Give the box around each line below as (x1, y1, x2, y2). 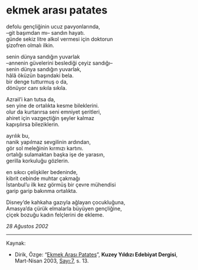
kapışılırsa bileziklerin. (6, 121, 60, 128)
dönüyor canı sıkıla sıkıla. (6, 84, 67, 91)
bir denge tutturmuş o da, (6, 78, 68, 85)
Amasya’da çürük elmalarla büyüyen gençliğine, (6, 205, 122, 212)
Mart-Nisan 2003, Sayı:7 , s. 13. (14, 257, 89, 264)
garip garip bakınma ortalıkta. (6, 187, 78, 194)
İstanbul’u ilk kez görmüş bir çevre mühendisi (6, 181, 116, 188)
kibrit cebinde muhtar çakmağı (6, 175, 81, 182)
